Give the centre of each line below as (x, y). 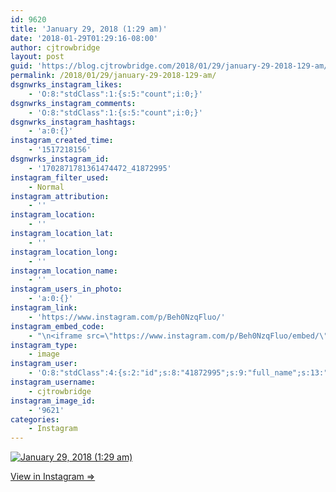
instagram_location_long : (64, 252)
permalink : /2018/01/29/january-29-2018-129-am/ (113, 76)
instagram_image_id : (53, 401)
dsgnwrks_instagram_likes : (66, 85)
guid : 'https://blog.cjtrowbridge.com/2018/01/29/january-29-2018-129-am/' (171, 66)
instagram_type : (44, 345)
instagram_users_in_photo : (66, 289)
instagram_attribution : (60, 196)
